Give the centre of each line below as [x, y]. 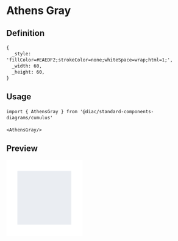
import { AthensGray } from [42, 111]
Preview [22, 149]
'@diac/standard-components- [117, 111]
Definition [25, 33]
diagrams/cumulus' [30, 117]
